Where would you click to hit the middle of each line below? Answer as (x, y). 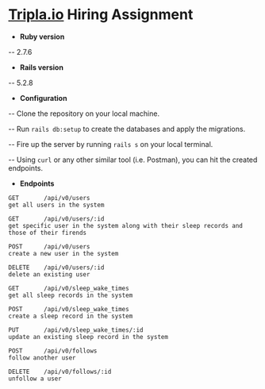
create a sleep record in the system (71, 316)
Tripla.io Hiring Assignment (101, 15)
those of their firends (48, 233)
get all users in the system (56, 205)
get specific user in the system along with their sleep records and (126, 225)
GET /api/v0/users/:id (56, 219)
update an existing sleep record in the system (88, 337)
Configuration (43, 98)
